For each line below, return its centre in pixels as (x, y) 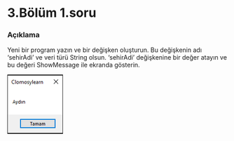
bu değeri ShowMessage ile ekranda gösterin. (74, 65)
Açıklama (23, 35)
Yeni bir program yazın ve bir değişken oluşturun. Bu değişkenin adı (104, 50)
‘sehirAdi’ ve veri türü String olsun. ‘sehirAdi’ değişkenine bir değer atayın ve (117, 58)
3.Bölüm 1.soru (52, 13)
